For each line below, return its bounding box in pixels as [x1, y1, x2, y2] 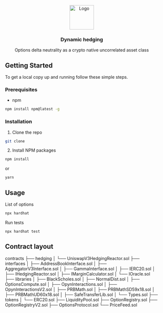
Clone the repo [12, 129, 42, 135]
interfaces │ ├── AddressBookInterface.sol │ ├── [5, 261, 107, 266]
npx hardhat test [5, 229, 40, 234]
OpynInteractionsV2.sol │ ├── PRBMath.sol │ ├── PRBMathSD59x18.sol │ [5, 286, 155, 292]
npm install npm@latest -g [5, 107, 60, 112]
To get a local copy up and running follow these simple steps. [5, 74, 128, 80]
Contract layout [5, 243, 54, 251]
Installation [5, 118, 33, 125]
